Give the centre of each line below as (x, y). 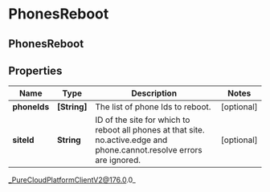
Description (154, 93)
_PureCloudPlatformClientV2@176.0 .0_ (72, 180)
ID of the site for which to (143, 120)
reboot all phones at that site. (150, 130)
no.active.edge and (131, 140)
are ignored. (118, 160)
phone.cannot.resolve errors (149, 150)
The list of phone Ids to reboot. (153, 107)
